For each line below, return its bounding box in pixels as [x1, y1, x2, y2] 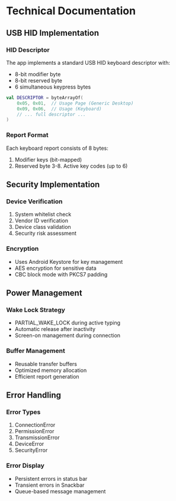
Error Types [6, 408, 41, 416]
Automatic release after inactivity [14, 326, 96, 333]
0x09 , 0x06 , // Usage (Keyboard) [17, 106, 102, 112]
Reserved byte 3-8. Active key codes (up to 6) [14, 162, 128, 169]
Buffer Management [6, 346, 65, 355]
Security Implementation [6, 179, 100, 190]
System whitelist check [14, 211, 72, 218]
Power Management [6, 288, 82, 298]
